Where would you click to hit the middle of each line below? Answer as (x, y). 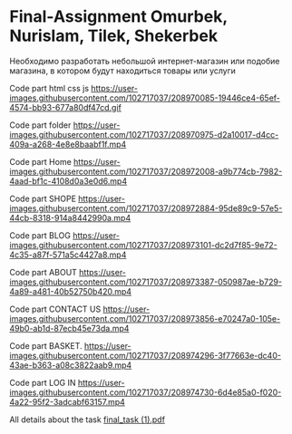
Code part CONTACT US (55, 309)
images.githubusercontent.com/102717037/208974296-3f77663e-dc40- (145, 355)
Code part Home (41, 161)
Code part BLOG (40, 235)
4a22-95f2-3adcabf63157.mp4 (67, 401)
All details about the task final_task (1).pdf (88, 420)
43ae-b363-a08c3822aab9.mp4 (71, 365)
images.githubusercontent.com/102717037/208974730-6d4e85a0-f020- (146, 392)
